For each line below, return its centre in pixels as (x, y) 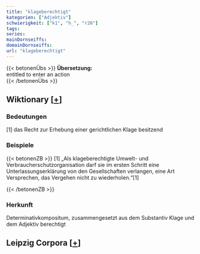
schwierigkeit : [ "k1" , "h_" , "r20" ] (52, 23)
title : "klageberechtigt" (39, 12)
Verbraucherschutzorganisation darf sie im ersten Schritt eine (83, 165)
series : (16, 34)
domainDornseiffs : (29, 46)
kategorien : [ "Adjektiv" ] (39, 17)
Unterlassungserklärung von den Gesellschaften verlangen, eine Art (90, 171)
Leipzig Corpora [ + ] (44, 243)
